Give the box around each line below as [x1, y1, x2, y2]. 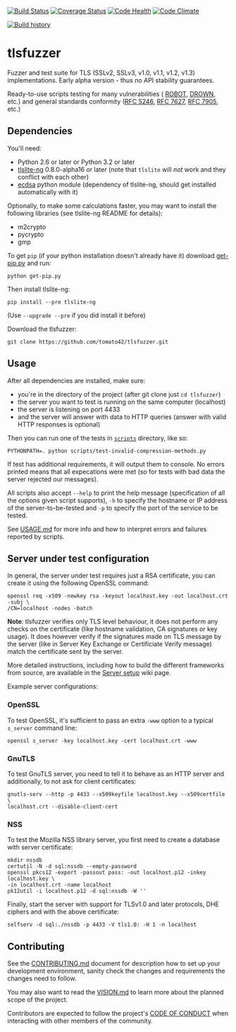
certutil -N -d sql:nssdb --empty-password [7, 863, 137, 870]
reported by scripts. [7, 532, 65, 541]
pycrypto [17, 230, 44, 238]
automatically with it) [17, 187, 79, 196]
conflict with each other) [17, 172, 89, 181]
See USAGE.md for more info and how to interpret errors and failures [7, 524, 207, 533]
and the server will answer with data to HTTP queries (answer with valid [17, 412, 227, 421]
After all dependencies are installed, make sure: [7, 376, 146, 385]
